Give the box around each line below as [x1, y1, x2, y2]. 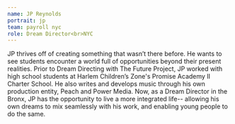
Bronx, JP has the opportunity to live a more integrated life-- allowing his [7, 95, 219, 103]
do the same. [7, 110, 46, 118]
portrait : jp [7, 17, 46, 24]
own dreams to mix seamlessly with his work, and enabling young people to [7, 102, 229, 111]
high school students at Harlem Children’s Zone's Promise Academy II [7, 72, 211, 81]
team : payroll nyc [7, 23, 62, 30]
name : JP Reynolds [7, 10, 62, 18]
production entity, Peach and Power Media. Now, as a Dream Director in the [7, 87, 228, 96]
